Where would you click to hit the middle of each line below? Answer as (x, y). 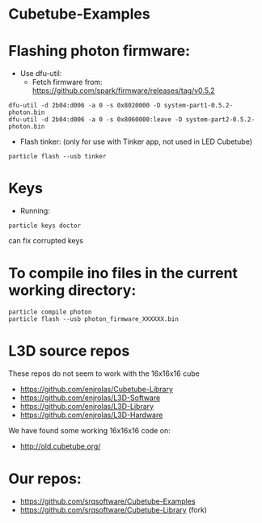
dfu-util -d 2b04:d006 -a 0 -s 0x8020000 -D (85, 106)
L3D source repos (69, 351)
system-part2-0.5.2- (220, 120)
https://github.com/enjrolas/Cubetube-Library (97, 389)
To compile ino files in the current (123, 274)
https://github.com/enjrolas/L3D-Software (90, 398)
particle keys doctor (45, 226)
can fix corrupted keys (46, 241)
